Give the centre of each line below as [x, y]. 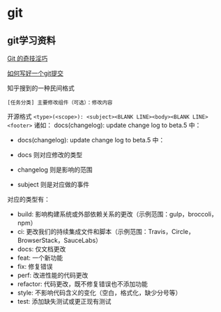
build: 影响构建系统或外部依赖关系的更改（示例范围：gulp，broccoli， [117, 214]
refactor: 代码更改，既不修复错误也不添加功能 [82, 284]
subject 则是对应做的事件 [53, 184]
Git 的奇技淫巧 [28, 58]
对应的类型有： [29, 199]
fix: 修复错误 [35, 266]
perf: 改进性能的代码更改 [53, 275]
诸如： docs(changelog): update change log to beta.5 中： [117, 125]
